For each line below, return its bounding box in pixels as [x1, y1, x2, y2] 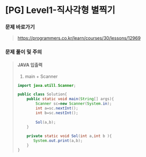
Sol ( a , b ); [35, 120, 56, 125]
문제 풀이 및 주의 [5, 48, 42, 55]
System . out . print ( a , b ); [33, 138, 83, 144]
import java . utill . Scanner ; [17, 83, 76, 88]
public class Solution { [17, 92, 67, 97]
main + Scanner [24, 73, 58, 79]
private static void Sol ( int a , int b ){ [26, 134, 112, 139]
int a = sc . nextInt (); [35, 106, 78, 111]
